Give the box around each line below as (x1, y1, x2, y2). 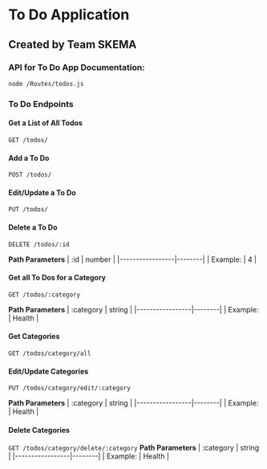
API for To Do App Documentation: (8, 62, 146, 73)
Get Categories (8, 332, 60, 341)
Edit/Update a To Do (8, 187, 76, 198)
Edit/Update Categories (8, 366, 89, 376)
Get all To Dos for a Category (8, 273, 107, 283)
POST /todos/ (8, 171, 52, 179)
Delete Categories (8, 425, 71, 434)
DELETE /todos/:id (8, 240, 70, 248)
